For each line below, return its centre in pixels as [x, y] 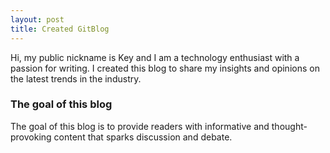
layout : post [37, 19]
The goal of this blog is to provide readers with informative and [140, 126]
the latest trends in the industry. [76, 78]
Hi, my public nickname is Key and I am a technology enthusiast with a [155, 57]
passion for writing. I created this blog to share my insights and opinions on [165, 68]
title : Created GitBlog [60, 29]
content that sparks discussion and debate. [143, 137]
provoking [31, 137]
